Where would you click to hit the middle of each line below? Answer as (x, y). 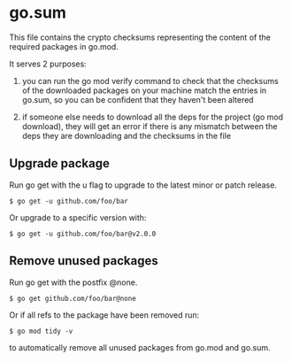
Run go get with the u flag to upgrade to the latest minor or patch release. (143, 185)
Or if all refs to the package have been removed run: (104, 315)
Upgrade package (60, 163)
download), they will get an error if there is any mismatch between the (150, 126)
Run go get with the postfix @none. (73, 282)
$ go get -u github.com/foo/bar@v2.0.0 (83, 234)
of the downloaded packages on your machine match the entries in (144, 90)
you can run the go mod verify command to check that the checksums (150, 81)
